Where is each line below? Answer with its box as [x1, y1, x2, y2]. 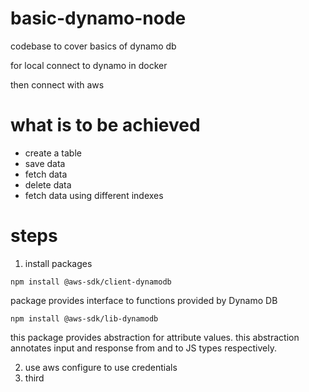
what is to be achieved [10, 114, 201, 137]
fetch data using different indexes [24, 189, 164, 201]
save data [24, 157, 66, 169]
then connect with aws [10, 78, 105, 91]
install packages [24, 257, 93, 269]
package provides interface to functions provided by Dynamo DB [10, 294, 278, 306]
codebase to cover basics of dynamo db [10, 40, 177, 52]
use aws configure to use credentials [24, 361, 178, 373]
